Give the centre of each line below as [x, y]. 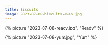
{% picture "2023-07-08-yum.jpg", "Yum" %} [51, 37]
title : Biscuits [22, 9]
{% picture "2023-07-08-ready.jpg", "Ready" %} [54, 28]
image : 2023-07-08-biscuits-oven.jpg [43, 14]
